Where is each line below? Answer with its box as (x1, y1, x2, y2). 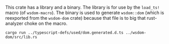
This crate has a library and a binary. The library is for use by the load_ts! (5, 5, 160, 10)
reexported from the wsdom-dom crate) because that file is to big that (5, 15, 146, 21)
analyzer (5, 20, 24, 26)
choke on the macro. (24, 20, 67, 26)
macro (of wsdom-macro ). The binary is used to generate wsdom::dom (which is (5, 10, 164, 16)
